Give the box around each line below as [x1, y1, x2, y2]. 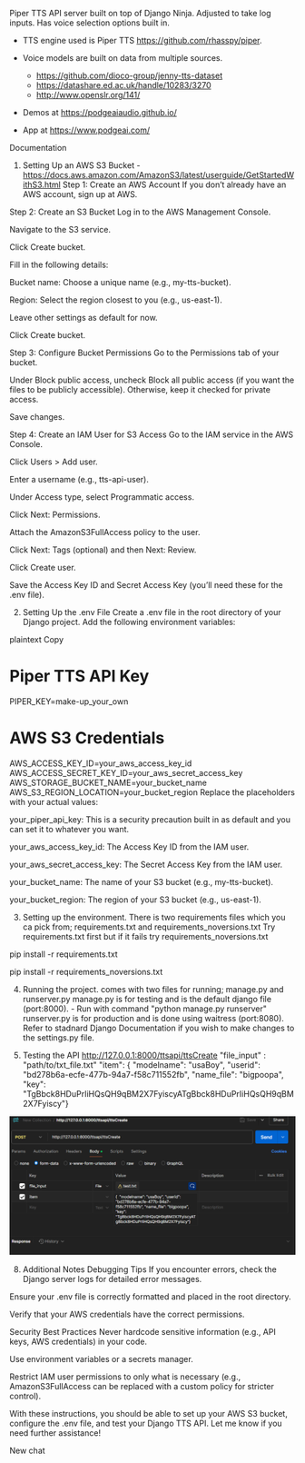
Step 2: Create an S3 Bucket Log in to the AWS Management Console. [9, 206, 271, 217]
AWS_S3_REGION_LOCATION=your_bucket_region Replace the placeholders [9, 786, 295, 798]
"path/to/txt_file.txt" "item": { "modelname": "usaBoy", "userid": [22, 1059, 261, 1070]
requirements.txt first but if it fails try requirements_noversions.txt [22, 931, 269, 941]
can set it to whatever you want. [9, 823, 130, 834]
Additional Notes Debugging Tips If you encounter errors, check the [22, 1263, 277, 1275]
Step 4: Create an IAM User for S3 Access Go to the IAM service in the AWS [9, 429, 293, 440]
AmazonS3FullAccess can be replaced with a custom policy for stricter [9, 1380, 275, 1391]
